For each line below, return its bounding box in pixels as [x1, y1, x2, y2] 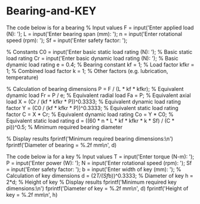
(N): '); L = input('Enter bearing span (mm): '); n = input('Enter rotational [6, 30, 182, 37]
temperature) [6, 74, 39, 81]
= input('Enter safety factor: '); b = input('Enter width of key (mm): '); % [6, 166, 181, 173]
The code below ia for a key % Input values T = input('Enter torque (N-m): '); [6, 153, 195, 160]
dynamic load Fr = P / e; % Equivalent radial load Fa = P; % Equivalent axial [6, 92, 191, 99]
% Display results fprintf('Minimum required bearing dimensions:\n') [6, 135, 173, 142]
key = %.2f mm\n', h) [6, 191, 58, 198]
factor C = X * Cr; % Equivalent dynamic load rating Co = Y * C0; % [6, 111, 174, 118]
